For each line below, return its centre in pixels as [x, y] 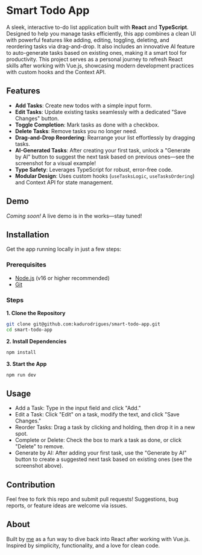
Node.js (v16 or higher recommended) [62, 278]
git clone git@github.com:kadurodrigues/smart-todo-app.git [84, 324]
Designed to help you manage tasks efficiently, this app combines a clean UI [101, 33]
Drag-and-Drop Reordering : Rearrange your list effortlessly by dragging [105, 137]
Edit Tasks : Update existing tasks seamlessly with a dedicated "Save [101, 111]
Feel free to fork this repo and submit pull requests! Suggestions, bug [93, 499]
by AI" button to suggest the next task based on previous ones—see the [104, 157]
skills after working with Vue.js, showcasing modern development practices [100, 65]
